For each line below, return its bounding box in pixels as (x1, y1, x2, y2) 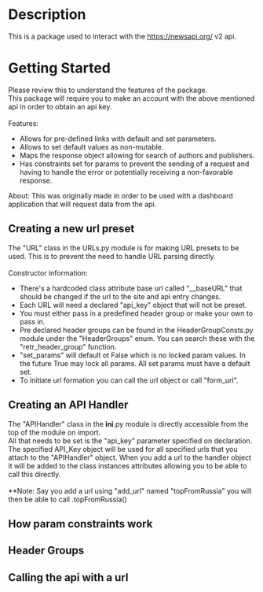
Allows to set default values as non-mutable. (19, 142, 164, 151)
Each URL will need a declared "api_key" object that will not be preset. (19, 300, 247, 309)
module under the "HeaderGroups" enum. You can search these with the (19, 333, 255, 343)
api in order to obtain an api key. (8, 102, 112, 111)
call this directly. (8, 469, 61, 479)
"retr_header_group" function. (19, 342, 117, 351)
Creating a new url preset (8, 222, 135, 235)
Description (8, 6, 86, 24)
